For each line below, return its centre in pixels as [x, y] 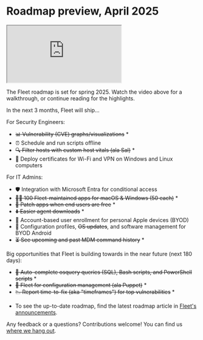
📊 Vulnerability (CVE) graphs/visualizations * [72, 134]
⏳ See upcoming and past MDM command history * [80, 240]
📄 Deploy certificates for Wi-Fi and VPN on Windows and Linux [94, 159]
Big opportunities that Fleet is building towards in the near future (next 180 [99, 254]
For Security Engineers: [36, 122]
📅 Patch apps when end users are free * [65, 204]
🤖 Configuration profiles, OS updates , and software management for [101, 226]
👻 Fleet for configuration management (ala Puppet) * [81, 285]
